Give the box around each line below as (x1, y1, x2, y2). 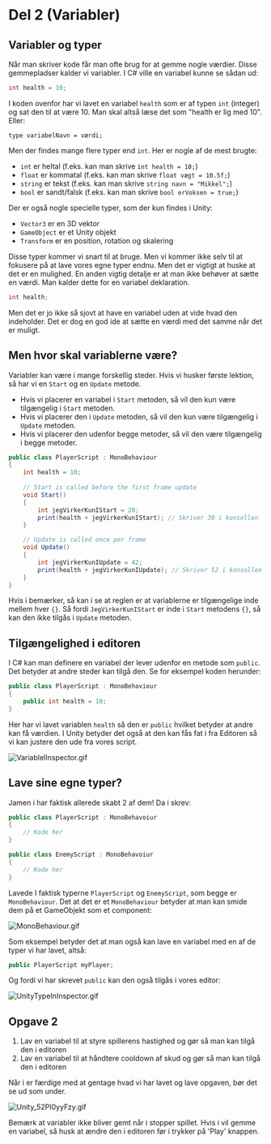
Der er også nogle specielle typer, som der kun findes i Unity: (8, 203, 213, 213)
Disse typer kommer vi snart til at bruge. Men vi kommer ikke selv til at (8, 252, 243, 261)
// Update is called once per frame (23, 535, 147, 544)
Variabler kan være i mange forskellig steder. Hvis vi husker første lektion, (8, 370, 255, 380)
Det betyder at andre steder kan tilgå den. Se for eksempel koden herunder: (8, 667, 261, 677)
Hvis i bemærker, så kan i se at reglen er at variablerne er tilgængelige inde (8, 596, 259, 605)
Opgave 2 (8, 1014, 58, 1028)
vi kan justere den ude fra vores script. (8, 737, 138, 746)
